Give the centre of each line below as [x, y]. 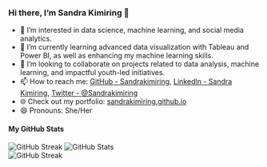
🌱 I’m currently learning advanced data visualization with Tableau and [134, 47]
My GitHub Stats [36, 129]
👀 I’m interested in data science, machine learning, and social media [132, 30]
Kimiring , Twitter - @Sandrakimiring [79, 93]
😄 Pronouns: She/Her [56, 110]
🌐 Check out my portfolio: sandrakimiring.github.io [103, 101]
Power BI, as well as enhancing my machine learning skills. [116, 56]
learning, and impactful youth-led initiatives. [92, 73]
